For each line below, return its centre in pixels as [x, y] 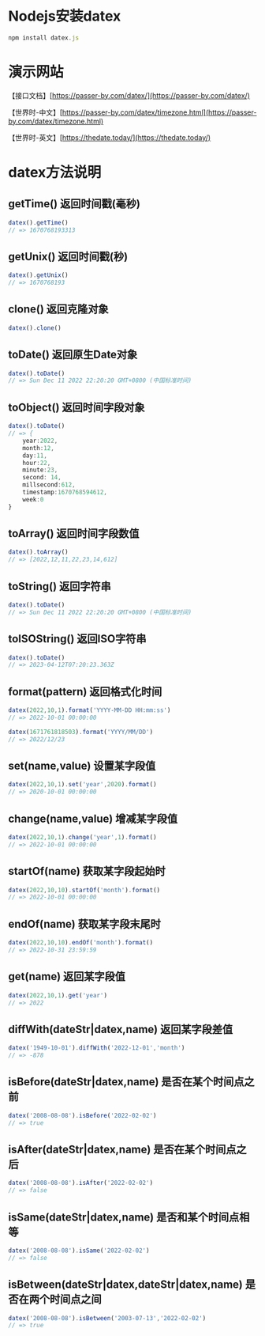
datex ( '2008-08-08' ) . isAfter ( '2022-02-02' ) [81, 1183]
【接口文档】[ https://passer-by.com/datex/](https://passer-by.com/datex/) [129, 95]
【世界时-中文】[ [35, 112]
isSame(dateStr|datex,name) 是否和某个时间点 [124, 1217]
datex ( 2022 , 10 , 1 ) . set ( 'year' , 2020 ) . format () [82, 785]
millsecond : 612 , [49, 485]
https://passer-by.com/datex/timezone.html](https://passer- [159, 112]
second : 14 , [42, 478]
